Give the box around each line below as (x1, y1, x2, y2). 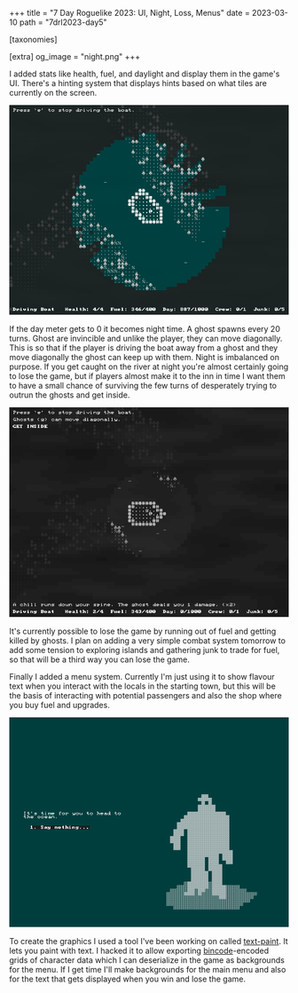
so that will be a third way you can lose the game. (9, 654, 191, 665)
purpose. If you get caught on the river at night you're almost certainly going (9, 361, 289, 372)
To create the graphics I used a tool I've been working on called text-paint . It (9, 936, 288, 946)
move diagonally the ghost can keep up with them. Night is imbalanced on (9, 352, 280, 362)
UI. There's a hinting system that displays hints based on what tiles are (9, 78, 268, 88)
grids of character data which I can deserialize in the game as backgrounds (9, 955, 286, 965)
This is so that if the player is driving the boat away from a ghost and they (9, 343, 278, 353)
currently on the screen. (9, 88, 98, 98)
